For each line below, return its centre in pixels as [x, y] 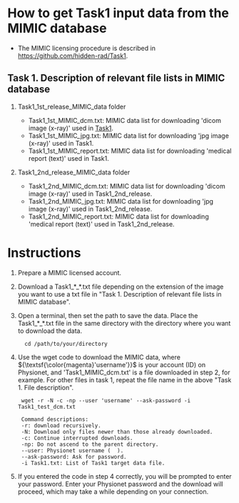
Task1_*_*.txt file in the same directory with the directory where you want [124, 323]
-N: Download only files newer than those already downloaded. [117, 432]
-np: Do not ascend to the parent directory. [90, 444]
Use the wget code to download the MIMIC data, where [99, 357]
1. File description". [46, 387]
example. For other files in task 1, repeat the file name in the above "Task [124, 379]
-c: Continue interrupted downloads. [77, 438]
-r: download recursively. [61, 425]
